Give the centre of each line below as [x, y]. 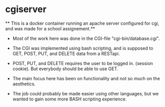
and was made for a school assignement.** [50, 28]
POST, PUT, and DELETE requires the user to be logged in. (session [82, 63]
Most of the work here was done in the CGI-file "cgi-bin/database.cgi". [86, 38]
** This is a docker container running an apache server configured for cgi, [82, 23]
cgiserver [26, 9]
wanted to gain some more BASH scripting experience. [70, 99]
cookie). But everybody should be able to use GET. [65, 69]
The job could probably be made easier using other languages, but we [86, 93]
